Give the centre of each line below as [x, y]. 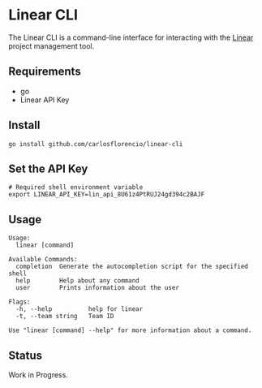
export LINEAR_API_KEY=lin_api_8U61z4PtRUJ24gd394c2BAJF [107, 195]
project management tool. [52, 45]
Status [26, 355]
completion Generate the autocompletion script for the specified [132, 267]
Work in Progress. [39, 375]
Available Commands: [43, 260]
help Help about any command [77, 281]
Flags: [19, 302]
